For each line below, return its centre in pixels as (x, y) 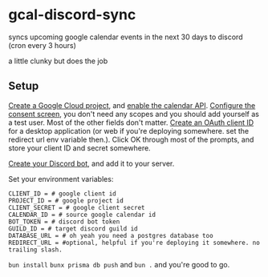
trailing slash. (35, 250)
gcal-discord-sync (72, 15)
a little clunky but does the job (58, 61)
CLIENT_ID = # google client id (62, 194)
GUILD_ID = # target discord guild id (73, 229)
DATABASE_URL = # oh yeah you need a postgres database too (111, 235)
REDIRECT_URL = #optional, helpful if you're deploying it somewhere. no (134, 243)
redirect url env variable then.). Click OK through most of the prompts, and (131, 139)
